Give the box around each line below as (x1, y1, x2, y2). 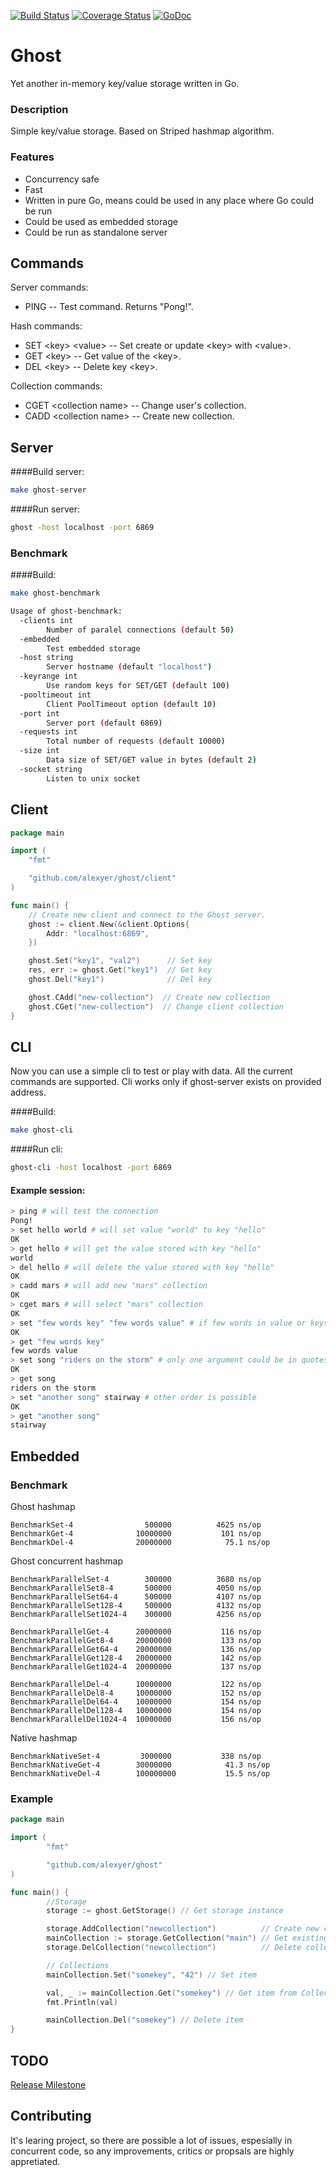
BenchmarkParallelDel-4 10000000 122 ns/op (10, 1679, 262, 1689)
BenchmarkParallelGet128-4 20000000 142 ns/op (10, 1653, 262, 1663)
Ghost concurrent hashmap (10, 1555, 123, 1567)
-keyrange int (19, 671, 78, 682)
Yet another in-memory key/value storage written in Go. (10, 77, 240, 89)
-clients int (19, 615, 74, 625)
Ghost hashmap (10, 1500, 76, 1512)
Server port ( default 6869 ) (46, 718, 163, 728)
